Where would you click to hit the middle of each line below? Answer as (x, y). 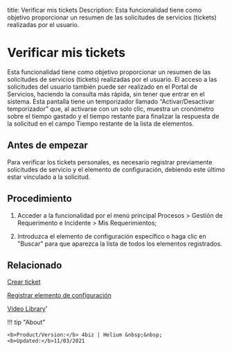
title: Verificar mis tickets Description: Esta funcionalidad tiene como (105, 10)
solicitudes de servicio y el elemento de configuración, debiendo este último (116, 169)
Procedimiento (40, 199)
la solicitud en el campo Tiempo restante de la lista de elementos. (101, 123)
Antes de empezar (47, 145)
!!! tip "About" (26, 323)
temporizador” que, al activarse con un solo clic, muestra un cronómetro (111, 109)
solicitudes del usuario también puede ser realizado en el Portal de (102, 87)
